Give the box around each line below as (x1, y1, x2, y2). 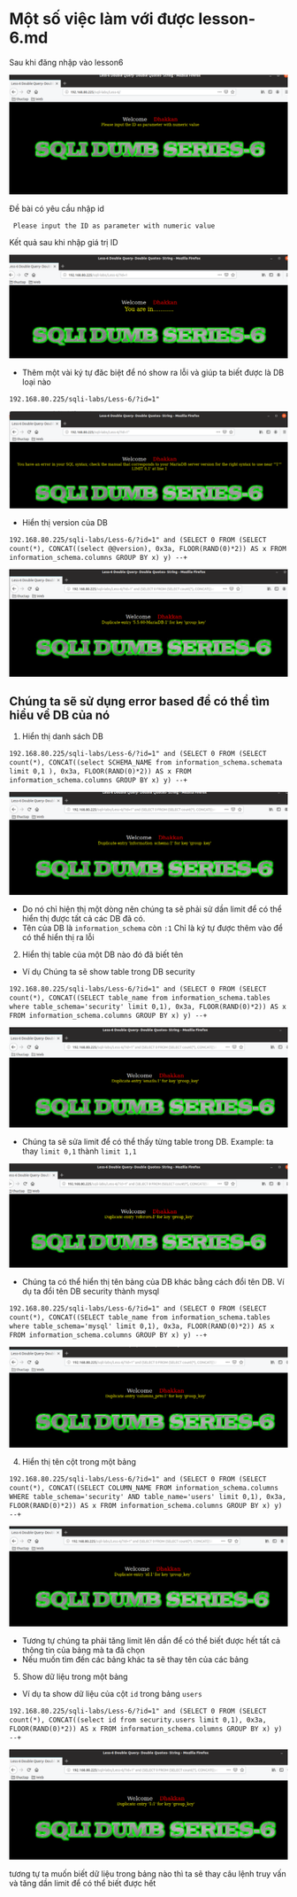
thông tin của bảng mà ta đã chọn (21, 1644, 146, 1655)
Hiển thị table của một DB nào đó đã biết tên (21, 949, 184, 960)
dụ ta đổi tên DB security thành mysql (21, 1286, 160, 1297)
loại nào (21, 377, 51, 387)
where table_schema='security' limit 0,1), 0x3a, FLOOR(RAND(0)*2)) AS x (9, 1002, 287, 1012)
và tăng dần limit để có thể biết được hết (9, 1878, 156, 1888)
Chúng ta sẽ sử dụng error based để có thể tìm (9, 694, 270, 709)
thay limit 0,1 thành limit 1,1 (21, 1146, 137, 1156)
